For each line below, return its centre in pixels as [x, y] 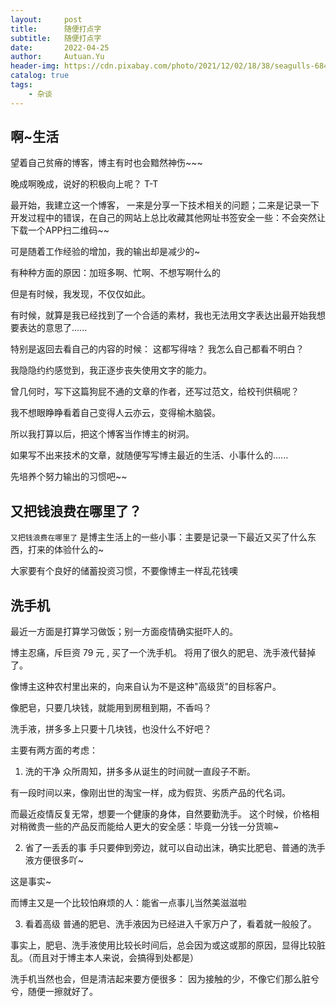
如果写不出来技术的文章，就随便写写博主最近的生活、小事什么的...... [149, 455]
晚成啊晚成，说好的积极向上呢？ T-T [84, 184]
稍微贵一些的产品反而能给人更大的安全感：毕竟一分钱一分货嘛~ [149, 827]
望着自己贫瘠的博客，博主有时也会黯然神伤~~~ [106, 163]
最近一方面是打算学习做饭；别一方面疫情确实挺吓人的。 [124, 632]
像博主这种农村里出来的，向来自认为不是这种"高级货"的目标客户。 [146, 687]
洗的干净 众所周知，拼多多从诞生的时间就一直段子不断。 [140, 772]
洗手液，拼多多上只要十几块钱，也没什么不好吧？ [111, 729]
